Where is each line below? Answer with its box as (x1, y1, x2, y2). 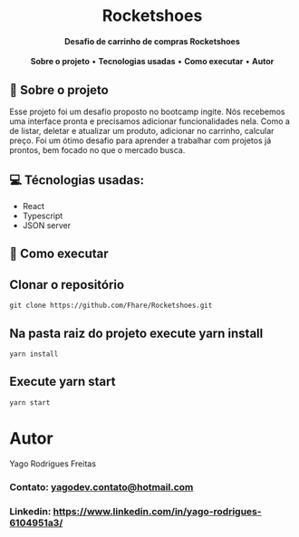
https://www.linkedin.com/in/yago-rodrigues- (53, 504, 262, 517)
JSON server (22, 220, 72, 231)
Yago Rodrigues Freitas (9, 458, 97, 469)
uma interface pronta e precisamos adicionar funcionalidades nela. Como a (9, 116, 290, 127)
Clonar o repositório (9, 277, 125, 292)
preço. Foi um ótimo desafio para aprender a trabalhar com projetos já (9, 135, 272, 146)
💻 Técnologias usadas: (9, 172, 145, 187)
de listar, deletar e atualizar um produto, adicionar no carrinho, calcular (9, 126, 275, 137)
